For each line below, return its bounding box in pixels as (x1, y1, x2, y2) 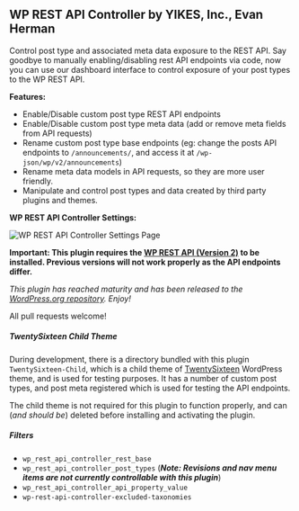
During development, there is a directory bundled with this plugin (9, 354, 250, 364)
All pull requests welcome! (9, 310, 107, 321)
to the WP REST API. (9, 74, 85, 85)
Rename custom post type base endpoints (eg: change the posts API (22, 137, 277, 148)
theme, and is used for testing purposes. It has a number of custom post (9, 372, 277, 383)
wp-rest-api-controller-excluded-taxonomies (22, 492, 192, 502)
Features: (9, 91, 47, 102)
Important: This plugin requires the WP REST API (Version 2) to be (9, 247, 260, 257)
